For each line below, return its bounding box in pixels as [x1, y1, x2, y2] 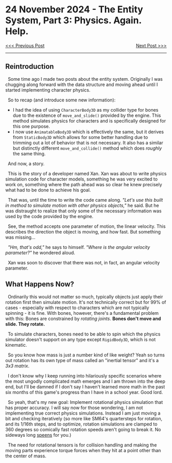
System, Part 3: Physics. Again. [5, 14, 142, 26]
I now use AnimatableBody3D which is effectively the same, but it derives [12, 129, 164, 135]
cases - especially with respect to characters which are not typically [5, 305, 149, 311]
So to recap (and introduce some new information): [7, 97, 116, 103]
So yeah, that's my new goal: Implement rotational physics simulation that [7, 399, 163, 405]
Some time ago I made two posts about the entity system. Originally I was [7, 76, 163, 82]
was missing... [5, 234, 36, 240]
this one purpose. [12, 123, 50, 129]
